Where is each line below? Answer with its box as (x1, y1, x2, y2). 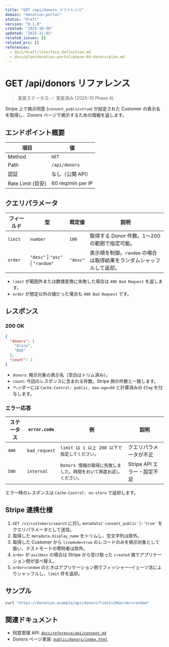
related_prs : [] (5, 40, 39, 45)
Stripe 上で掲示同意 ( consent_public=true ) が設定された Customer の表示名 (5, 106, 161, 112)
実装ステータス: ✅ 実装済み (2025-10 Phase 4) (17, 95, 114, 101)
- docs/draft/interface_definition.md (10, 49, 92, 54)
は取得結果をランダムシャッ (90, 256, 156, 264)
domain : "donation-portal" (5, 12, 62, 17)
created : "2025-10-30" (5, 26, 53, 31)
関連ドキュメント (5, 615, 58, 624)
